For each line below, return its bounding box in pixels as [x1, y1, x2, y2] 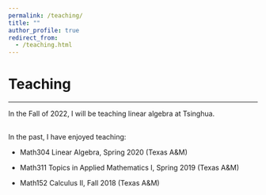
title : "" [8, 19, 41, 27]
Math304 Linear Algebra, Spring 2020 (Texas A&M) [19, 147, 188, 157]
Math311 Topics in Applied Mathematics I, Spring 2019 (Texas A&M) [19, 162, 240, 172]
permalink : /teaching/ [8, 11, 83, 20]
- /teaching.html [15, 41, 73, 49]
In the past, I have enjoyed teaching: [8, 132, 127, 141]
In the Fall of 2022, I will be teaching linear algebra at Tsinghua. [8, 109, 215, 119]
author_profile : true [8, 26, 80, 34]
